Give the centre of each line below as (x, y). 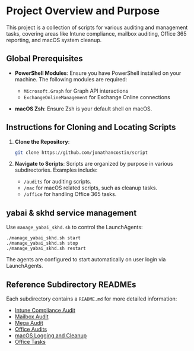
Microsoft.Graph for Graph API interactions (76, 91)
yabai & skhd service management (71, 213)
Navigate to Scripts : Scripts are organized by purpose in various (94, 164)
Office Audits (31, 329)
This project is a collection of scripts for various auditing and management (97, 27)
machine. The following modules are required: (71, 79)
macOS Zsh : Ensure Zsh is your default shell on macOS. (83, 109)
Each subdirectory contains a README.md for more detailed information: (92, 299)
